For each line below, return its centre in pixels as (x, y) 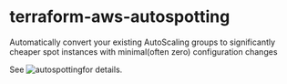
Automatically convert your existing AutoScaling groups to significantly (143, 42)
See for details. (66, 69)
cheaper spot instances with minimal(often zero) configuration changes (143, 51)
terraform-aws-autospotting (120, 17)
